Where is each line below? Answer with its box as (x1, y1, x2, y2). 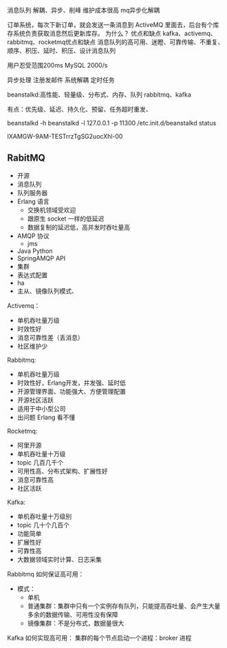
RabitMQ (7, 152, 46, 164)
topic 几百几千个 (17, 458, 64, 467)
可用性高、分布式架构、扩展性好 (17, 467, 108, 475)
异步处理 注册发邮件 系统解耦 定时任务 (7, 76, 115, 84)
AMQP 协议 (17, 232, 50, 240)
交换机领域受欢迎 (27, 205, 76, 214)
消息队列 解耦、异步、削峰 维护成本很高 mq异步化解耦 (7, 6, 160, 14)
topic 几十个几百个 (17, 520, 70, 529)
